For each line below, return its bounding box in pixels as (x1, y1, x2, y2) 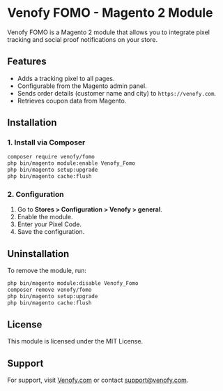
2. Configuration (7, 189, 64, 199)
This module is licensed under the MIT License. (7, 337, 144, 346)
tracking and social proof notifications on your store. (7, 35, 158, 43)
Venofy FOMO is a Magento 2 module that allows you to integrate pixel (7, 28, 210, 36)
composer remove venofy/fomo (7, 286, 92, 293)
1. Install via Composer (7, 138, 86, 147)
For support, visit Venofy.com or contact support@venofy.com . (7, 376, 189, 385)
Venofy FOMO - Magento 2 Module (7, 5, 213, 21)
